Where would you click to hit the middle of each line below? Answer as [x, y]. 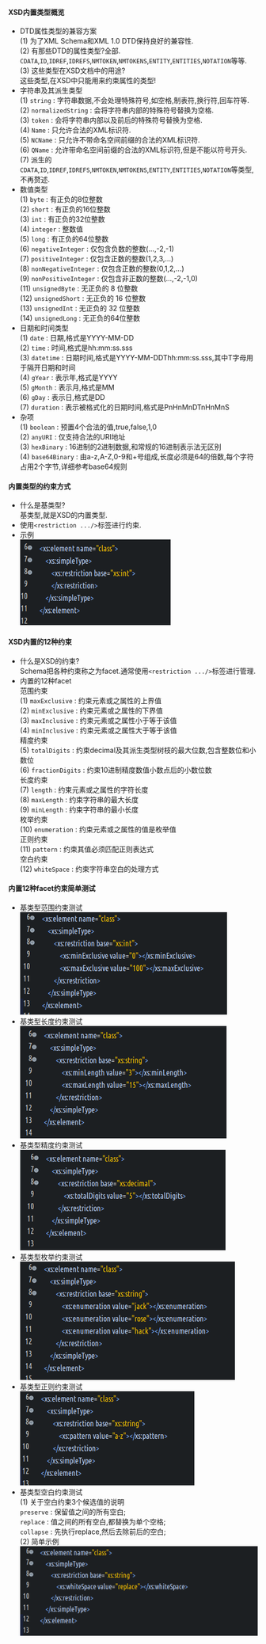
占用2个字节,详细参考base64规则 [74, 466]
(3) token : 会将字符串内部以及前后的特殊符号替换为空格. [111, 120]
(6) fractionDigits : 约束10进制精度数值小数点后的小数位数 [116, 770]
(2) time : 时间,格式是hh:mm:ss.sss [76, 348]
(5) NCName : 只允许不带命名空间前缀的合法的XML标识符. [110, 140]
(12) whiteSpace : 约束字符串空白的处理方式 [89, 869]
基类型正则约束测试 [51, 1387]
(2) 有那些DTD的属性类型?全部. [70, 51]
